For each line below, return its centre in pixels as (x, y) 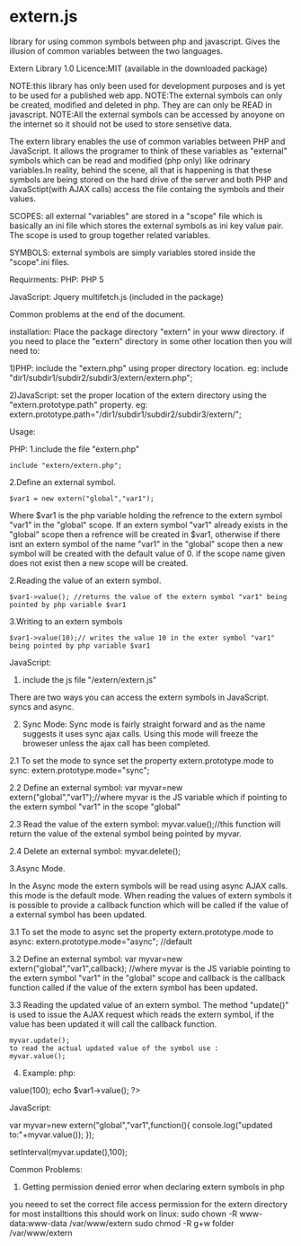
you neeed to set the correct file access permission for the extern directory (149, 1204)
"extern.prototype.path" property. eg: (79, 404)
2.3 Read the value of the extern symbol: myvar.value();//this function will (145, 824)
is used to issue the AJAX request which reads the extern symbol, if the (142, 1014)
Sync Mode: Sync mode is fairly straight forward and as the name (144, 724)
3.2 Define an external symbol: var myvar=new (96, 959)
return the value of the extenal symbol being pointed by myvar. (126, 834)
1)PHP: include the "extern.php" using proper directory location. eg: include (149, 368)
